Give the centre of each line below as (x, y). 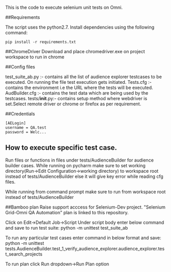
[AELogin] (16, 123)
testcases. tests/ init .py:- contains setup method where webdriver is (76, 98)
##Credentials (20, 114)
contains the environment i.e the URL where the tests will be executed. (79, 87)
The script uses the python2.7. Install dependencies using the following (80, 27)
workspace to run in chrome (35, 57)
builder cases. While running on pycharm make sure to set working (76, 165)
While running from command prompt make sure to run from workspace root (85, 192)
